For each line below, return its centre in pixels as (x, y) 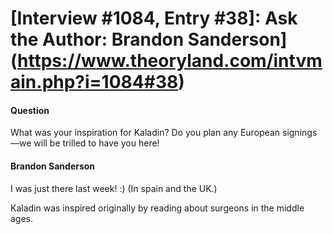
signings (299, 133)
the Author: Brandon (97, 39)
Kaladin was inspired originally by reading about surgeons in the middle (157, 208)
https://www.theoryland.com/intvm (170, 61)
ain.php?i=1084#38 (94, 82)
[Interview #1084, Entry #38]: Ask (154, 18)
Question (30, 110)
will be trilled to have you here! (96, 143)
